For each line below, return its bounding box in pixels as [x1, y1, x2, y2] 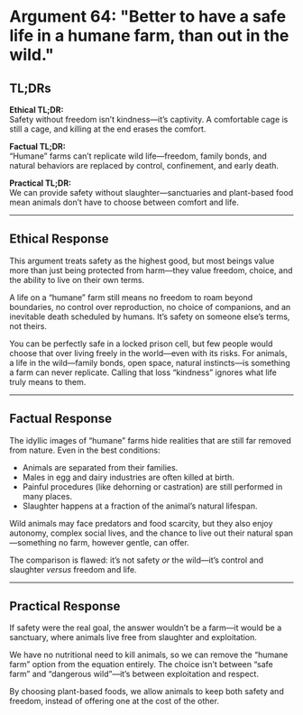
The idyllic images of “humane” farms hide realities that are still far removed [9, 435, 291, 445]
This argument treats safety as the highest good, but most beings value [9, 255, 275, 266]
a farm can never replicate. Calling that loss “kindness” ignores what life [9, 367, 277, 378]
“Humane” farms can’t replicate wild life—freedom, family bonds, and [9, 151, 268, 161]
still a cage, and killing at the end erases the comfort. [9, 124, 207, 134]
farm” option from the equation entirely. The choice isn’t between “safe [9, 659, 273, 670]
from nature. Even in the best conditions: [9, 445, 161, 455]
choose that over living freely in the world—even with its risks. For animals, [9, 347, 288, 358]
